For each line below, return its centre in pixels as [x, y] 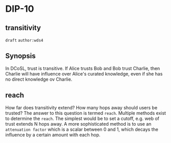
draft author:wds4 [24, 40]
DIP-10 [20, 9]
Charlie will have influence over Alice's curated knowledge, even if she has [84, 74]
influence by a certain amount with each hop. [53, 135]
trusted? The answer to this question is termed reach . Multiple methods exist [86, 113]
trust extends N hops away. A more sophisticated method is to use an [78, 124]
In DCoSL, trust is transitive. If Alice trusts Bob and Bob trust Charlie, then [83, 68]
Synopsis [20, 56]
